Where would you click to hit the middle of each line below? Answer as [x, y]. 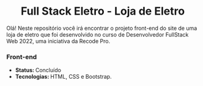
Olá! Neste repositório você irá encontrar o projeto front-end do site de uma [102, 28]
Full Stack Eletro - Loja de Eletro [103, 11]
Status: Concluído [38, 70]
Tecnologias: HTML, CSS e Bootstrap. [63, 77]
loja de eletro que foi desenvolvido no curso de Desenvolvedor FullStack [98, 34]
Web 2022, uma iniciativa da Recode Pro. [58, 41]
